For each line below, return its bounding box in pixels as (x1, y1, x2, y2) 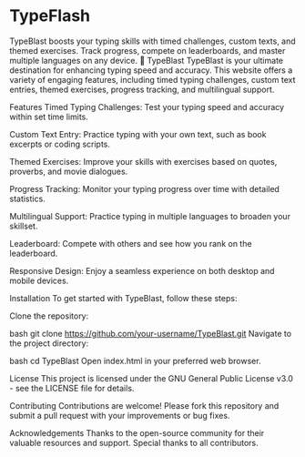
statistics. (9, 193, 46, 204)
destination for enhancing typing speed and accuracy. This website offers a (9, 65, 293, 76)
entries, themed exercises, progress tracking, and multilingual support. (9, 84, 275, 95)
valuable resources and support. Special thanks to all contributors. (9, 437, 259, 448)
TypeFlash (9, 5, 91, 26)
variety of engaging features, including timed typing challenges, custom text (9, 74, 296, 85)
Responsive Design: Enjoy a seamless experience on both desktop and (9, 265, 275, 276)
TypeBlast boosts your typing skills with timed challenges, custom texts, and (9, 36, 296, 46)
